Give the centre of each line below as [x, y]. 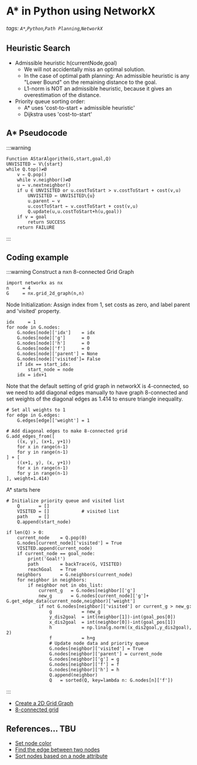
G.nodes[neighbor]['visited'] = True [96, 649]
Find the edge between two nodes [57, 750]
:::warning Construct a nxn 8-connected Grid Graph [70, 272]
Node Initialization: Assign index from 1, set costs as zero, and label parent [98, 305]
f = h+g [72, 638]
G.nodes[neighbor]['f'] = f [84, 665]
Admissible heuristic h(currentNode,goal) [66, 63]
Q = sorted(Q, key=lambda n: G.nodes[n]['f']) [111, 681]
